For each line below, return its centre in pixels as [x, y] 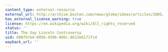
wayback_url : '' [22, 42]
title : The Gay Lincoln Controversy [43, 33]
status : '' [16, 28]
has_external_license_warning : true [43, 19]
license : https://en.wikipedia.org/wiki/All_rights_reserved [70, 24]
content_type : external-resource [40, 10]
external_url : [20, 14]
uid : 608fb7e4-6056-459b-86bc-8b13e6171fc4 [51, 38]
